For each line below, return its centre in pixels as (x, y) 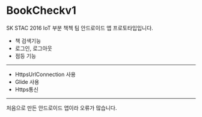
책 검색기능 (28, 40)
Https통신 (27, 89)
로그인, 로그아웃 (33, 48)
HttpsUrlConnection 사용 (45, 74)
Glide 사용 (27, 81)
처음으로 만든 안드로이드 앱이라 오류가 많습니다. (62, 108)
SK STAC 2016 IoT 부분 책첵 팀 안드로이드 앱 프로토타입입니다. (80, 28)
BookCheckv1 (41, 11)
